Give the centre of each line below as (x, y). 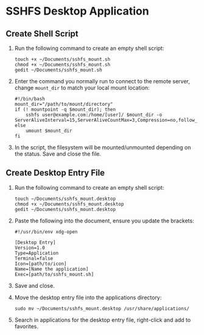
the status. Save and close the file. (58, 154)
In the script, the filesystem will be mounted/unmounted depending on (103, 147)
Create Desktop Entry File (55, 173)
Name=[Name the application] (51, 269)
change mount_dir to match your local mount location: (82, 88)
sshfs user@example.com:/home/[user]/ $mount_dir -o (94, 115)
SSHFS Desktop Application (78, 11)
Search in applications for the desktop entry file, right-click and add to (103, 320)
